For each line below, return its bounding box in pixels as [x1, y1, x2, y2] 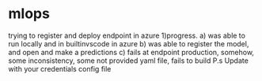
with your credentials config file [8, 64, 112, 73]
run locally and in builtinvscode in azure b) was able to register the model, [8, 39, 249, 48]
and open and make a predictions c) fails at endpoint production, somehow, [8, 47, 255, 57]
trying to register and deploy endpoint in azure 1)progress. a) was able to [8, 31, 245, 40]
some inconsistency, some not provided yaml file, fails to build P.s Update [8, 56, 249, 65]
